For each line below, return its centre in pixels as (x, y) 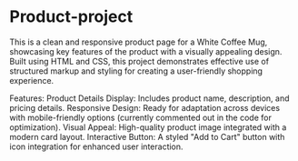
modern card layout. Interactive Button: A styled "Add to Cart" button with (147, 136)
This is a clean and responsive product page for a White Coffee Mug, (139, 42)
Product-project (71, 17)
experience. (32, 80)
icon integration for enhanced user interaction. (96, 146)
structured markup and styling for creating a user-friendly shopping (136, 71)
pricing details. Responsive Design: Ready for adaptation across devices (144, 107)
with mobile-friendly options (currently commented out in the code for (141, 117)
